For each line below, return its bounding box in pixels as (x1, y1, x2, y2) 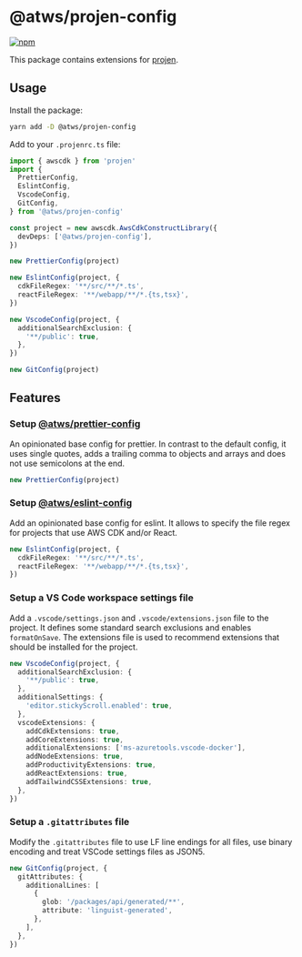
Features (9, 390, 61, 406)
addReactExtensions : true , (25, 769, 128, 779)
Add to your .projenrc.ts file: (9, 138, 121, 149)
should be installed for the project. (9, 641, 138, 652)
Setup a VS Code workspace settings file (9, 591, 194, 604)
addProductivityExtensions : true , (25, 761, 156, 770)
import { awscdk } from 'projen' (9, 156, 136, 166)
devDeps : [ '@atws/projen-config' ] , (17, 232, 153, 241)
